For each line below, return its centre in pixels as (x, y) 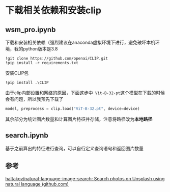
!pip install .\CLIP (27, 83)
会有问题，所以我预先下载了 (34, 99)
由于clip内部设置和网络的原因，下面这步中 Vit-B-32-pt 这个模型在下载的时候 (85, 93)
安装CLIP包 (17, 73)
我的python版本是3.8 (36, 49)
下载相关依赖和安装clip (53, 10)
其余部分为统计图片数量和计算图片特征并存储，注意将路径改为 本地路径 (79, 119)
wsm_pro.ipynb (31, 29)
